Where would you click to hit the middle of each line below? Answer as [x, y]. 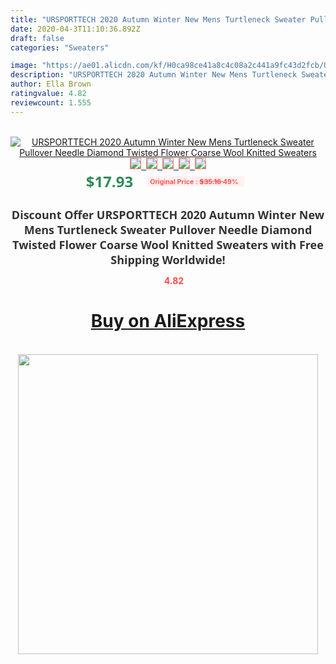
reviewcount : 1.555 [51, 102]
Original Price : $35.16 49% [194, 181]
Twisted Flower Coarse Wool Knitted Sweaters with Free [168, 244]
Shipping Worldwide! [168, 259]
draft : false [37, 38]
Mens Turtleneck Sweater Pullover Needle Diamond [168, 229]
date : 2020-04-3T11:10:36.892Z [75, 29]
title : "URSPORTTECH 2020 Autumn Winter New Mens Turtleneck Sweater [158, 19]
